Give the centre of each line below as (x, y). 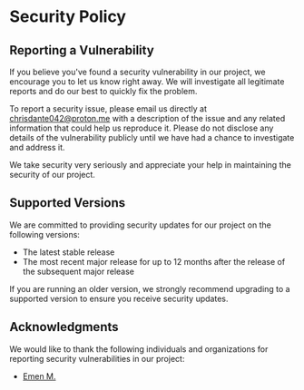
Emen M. (39, 376)
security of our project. (52, 175)
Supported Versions (67, 203)
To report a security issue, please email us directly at (108, 109)
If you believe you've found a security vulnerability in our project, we (137, 72)
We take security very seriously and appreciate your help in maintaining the (151, 165)
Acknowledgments (64, 327)
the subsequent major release (78, 271)
